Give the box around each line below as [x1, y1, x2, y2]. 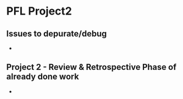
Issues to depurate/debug [6, 29, 107, 39]
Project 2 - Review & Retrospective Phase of [6, 62, 177, 72]
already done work [6, 72, 79, 82]
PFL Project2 [6, 4, 72, 18]
